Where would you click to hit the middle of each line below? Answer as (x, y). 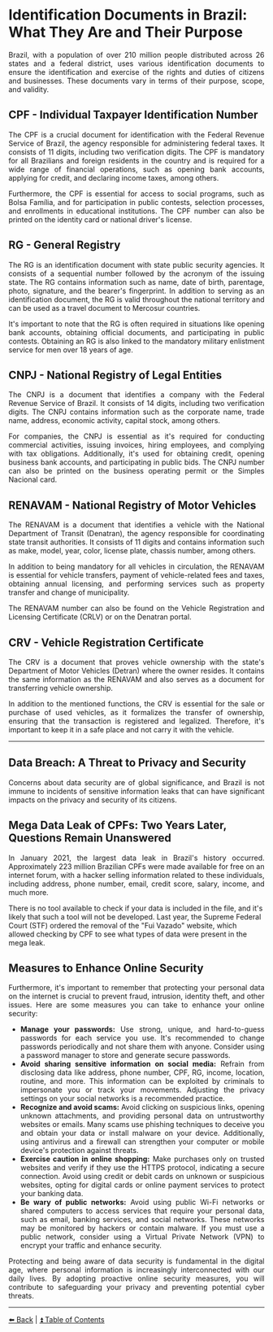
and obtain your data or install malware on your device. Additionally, (142, 1133)
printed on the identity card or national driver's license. (100, 219)
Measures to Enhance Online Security (106, 969)
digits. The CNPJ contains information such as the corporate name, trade (136, 412)
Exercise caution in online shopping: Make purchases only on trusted (142, 1159)
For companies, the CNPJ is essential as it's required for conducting (136, 436)
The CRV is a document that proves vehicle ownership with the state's (136, 662)
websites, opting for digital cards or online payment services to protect (142, 1185)
